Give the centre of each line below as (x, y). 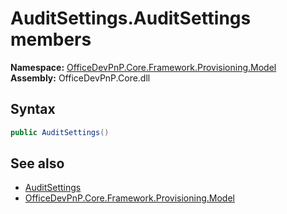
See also (37, 163)
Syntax (33, 109)
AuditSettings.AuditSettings (131, 18)
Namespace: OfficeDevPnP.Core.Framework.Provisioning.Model (143, 67)
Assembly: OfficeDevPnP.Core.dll (80, 78)
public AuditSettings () (60, 132)
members (51, 39)
